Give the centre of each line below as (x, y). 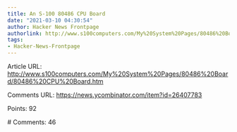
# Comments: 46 (32, 122)
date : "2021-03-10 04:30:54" (50, 20)
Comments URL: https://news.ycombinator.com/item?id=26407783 (105, 95)
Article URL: (25, 66)
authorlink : (25, 33)
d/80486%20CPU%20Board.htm (55, 81)
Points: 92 (22, 108)
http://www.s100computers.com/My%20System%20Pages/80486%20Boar (118, 74)
